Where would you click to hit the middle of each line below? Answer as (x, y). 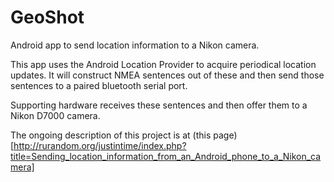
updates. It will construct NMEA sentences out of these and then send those (167, 75)
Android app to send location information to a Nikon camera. (135, 45)
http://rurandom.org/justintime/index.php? (100, 145)
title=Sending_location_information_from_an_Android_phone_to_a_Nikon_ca (166, 156)
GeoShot (47, 17)
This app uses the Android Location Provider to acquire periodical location (163, 64)
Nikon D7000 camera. (55, 115)
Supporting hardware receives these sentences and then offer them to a (159, 105)
